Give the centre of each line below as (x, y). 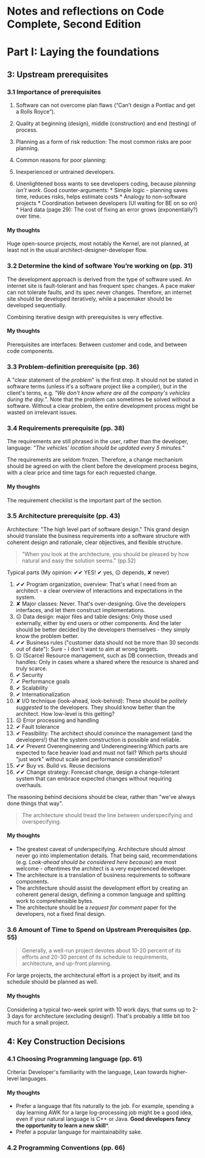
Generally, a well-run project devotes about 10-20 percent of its (101, 951)
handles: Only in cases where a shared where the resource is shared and (107, 662)
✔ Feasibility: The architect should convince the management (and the (104, 733)
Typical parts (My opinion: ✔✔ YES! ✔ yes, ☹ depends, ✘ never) (88, 572)
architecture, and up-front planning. (67, 963)
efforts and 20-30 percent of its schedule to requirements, (95, 957)
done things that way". (35, 803)
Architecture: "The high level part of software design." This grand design (98, 529)
